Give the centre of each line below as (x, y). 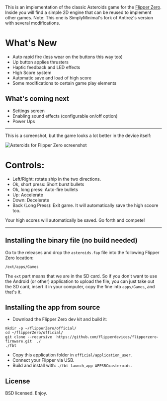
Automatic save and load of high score (52, 78)
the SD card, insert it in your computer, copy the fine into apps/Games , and (80, 286)
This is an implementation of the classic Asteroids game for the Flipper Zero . (83, 7)
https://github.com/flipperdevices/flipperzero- (108, 337)
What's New (31, 43)
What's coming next (37, 99)
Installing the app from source (53, 307)
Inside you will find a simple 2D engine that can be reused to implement (78, 12)
